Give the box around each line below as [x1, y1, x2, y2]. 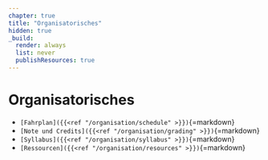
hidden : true [8, 26, 52, 34]
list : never [15, 49, 56, 57]
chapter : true [8, 11, 56, 20]
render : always [15, 42, 67, 50]
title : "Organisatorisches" [8, 19, 103, 27]
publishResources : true [15, 57, 95, 65]
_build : [8, 34, 35, 42]
